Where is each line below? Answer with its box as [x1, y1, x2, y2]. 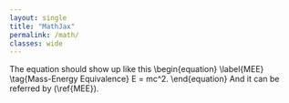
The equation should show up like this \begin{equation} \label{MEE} [9, 64, 264, 75]
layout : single [9, 13, 67, 23]
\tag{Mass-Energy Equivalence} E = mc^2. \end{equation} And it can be [9, 74, 280, 85]
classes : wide [9, 38, 64, 48]
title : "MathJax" [9, 22, 76, 31]
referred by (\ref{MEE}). [9, 83, 99, 94]
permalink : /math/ [9, 30, 79, 39]
